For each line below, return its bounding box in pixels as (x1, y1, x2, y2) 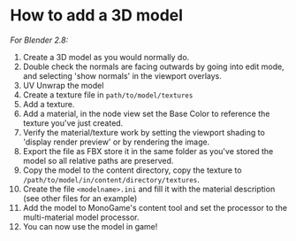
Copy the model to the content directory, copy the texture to (22, 165, 242, 175)
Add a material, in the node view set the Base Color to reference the (22, 108, 270, 119)
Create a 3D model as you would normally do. (22, 51, 190, 62)
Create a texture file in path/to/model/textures (22, 89, 194, 100)
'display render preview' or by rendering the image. (22, 136, 210, 147)
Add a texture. (22, 98, 75, 109)
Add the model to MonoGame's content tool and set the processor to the (22, 202, 288, 213)
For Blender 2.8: (10, 35, 69, 45)
